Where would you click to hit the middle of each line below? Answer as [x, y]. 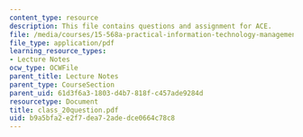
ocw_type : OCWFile [44, 68]
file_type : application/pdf [62, 43]
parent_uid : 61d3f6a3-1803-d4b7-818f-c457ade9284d [106, 93]
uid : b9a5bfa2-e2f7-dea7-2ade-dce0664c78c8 [92, 118]
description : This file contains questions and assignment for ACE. [141, 26]
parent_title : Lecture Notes [64, 77]
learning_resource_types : [58, 51]
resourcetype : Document [54, 101]
